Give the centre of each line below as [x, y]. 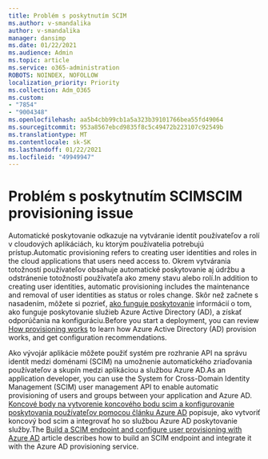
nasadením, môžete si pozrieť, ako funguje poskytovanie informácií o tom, [130, 304]
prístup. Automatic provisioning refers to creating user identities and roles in [133, 253]
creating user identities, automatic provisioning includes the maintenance [129, 287]
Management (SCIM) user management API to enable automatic [114, 387]
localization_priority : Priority [64, 82]
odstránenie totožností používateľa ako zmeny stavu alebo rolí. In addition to [133, 278]
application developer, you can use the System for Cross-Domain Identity [129, 379]
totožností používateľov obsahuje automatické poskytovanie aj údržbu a [127, 269]
